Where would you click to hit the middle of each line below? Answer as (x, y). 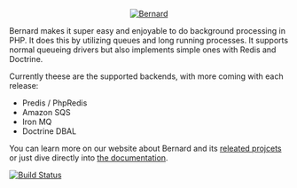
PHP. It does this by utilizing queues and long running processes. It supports (149, 40)
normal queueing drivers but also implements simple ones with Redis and (143, 50)
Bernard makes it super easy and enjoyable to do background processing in (148, 31)
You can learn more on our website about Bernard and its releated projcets (145, 148)
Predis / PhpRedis (55, 103)
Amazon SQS (46, 112)
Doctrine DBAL (49, 131)
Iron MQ (37, 121)
